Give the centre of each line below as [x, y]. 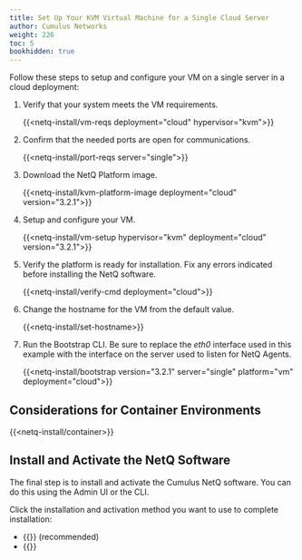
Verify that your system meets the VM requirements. [120, 104]
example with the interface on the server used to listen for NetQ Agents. [157, 354]
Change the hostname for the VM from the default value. [128, 309]
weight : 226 [32, 34]
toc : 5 [22, 43]
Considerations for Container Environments [135, 410]
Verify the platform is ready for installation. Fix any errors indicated [147, 265]
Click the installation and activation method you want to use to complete [144, 509]
